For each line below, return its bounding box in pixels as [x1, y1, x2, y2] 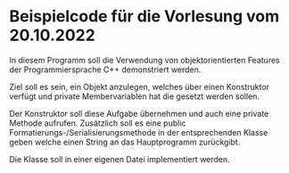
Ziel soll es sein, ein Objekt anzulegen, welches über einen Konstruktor [9, 81, 270, 92]
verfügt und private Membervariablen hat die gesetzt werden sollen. [9, 91, 260, 102]
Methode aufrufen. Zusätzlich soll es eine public [9, 118, 186, 128]
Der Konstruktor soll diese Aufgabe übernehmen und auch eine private [9, 108, 269, 119]
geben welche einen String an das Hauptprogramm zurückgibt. [9, 136, 241, 147]
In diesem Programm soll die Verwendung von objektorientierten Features [9, 54, 280, 65]
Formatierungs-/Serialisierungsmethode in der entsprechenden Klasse [9, 127, 268, 137]
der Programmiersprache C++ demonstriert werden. [9, 64, 202, 75]
